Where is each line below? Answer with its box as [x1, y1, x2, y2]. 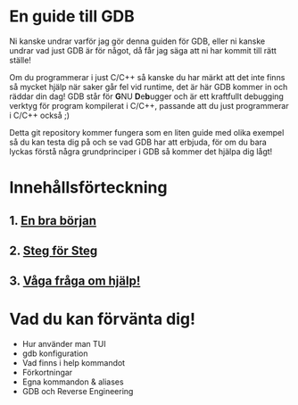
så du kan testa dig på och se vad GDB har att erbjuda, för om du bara [9, 136, 268, 147]
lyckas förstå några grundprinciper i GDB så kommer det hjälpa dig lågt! [9, 145, 273, 157]
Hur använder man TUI [21, 339, 107, 350]
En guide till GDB [9, 6, 136, 27]
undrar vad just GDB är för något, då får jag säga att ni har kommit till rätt [9, 45, 277, 55]
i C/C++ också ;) [9, 110, 70, 120]
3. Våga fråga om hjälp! [9, 274, 141, 289]
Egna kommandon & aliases [21, 376, 124, 387]
